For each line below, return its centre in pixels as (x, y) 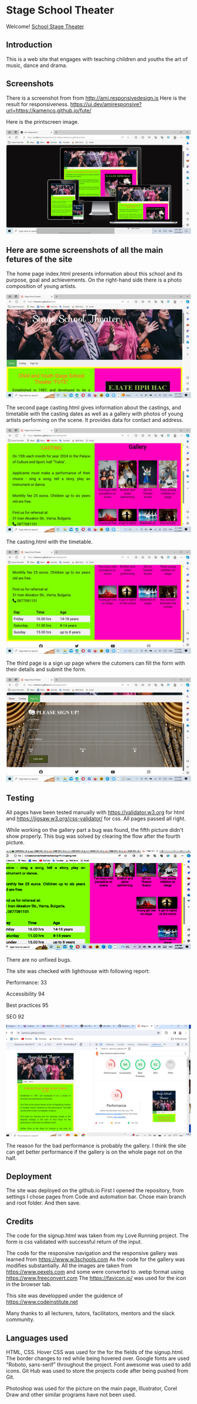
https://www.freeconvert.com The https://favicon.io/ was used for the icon (96, 1278)
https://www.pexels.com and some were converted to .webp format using (95, 1272)
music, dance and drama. (37, 65)
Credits (20, 1221)
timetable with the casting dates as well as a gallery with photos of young (95, 414)
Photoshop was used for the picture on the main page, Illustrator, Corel (92, 1389)
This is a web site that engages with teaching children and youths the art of (97, 59)
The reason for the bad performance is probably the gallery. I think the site (96, 1145)
